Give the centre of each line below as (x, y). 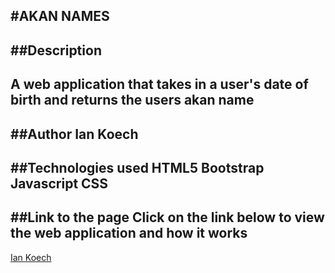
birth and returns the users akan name (132, 100)
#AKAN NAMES (60, 16)
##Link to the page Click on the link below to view (167, 217)
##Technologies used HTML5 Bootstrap (137, 167)
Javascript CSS (59, 183)
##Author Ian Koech (74, 134)
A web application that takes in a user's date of (159, 84)
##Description (56, 50)
